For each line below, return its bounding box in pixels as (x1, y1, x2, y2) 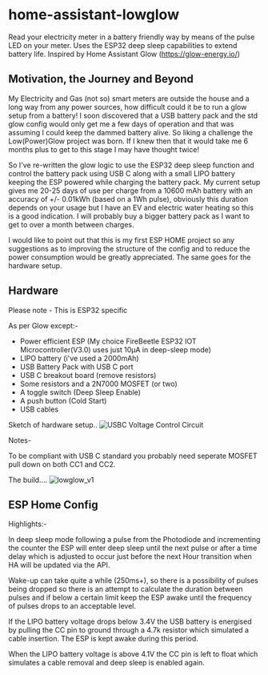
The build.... (8, 475, 48, 484)
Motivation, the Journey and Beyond (8, 72, 194, 86)
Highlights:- (8, 519, 47, 529)
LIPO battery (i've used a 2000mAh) (19, 353, 139, 363)
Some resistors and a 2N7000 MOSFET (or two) (19, 379, 178, 388)
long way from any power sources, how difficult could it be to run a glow (8, 102, 247, 111)
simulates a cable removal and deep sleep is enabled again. (8, 658, 206, 668)
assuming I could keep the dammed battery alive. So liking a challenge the (8, 127, 254, 137)
